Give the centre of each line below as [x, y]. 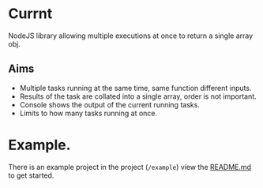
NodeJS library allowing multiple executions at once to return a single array [131, 36]
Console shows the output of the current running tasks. [109, 104]
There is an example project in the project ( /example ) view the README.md [130, 167]
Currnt [30, 14]
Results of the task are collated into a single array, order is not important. [138, 96]
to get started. [31, 175]
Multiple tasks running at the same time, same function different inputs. [135, 88]
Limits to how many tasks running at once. [88, 113]
